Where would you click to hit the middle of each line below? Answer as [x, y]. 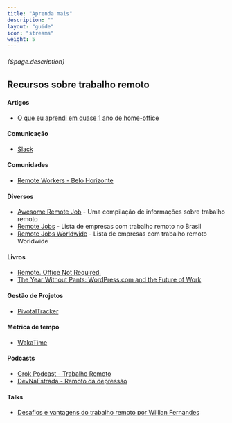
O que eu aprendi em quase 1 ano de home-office [88, 118]
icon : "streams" [30, 33]
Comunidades [28, 165]
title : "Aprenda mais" [40, 14]
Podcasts [21, 359]
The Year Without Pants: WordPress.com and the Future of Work [109, 280]
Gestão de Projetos [35, 295]
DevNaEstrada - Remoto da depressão [72, 381]
